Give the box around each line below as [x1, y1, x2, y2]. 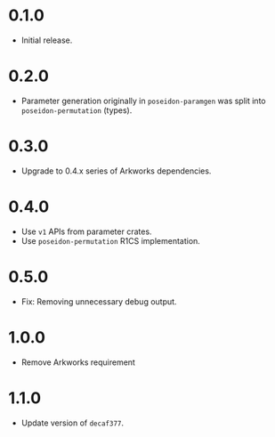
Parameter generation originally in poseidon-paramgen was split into [20, 95, 266, 106]
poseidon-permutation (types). [20, 104, 133, 116]
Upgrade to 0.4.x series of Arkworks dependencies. [20, 166, 212, 176]
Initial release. [20, 35, 73, 45]
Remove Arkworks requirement [20, 357, 135, 368]
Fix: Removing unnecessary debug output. [20, 295, 177, 307]
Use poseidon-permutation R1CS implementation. [20, 235, 201, 246]
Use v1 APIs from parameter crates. [20, 226, 152, 237]
